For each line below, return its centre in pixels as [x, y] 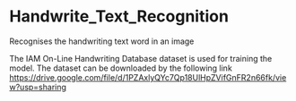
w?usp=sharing [38, 87]
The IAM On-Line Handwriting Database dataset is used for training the [141, 58]
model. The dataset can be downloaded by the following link [121, 68]
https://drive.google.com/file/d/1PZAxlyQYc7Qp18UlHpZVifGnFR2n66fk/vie [148, 77]
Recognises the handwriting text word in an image [102, 41]
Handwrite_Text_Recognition [119, 17]
